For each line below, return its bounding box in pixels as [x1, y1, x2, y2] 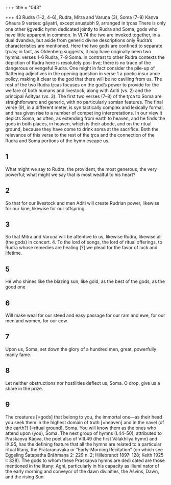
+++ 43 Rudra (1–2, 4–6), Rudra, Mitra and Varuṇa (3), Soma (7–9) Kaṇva [5, 14, 159, 20]
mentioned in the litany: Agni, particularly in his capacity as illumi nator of [5, 462, 160, 469]
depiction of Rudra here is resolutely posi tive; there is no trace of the [5, 60, 151, 65]
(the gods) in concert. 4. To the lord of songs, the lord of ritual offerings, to [5, 239, 162, 245]
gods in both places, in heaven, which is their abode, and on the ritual [5, 121, 152, 127]
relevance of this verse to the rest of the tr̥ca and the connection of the [5, 132, 155, 138]
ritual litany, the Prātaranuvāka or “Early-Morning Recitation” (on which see [5, 446, 163, 452]
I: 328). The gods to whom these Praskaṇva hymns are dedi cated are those [5, 457, 165, 464]
